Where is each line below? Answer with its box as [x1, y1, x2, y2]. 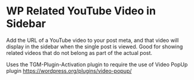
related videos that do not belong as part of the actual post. [6, 49, 153, 56]
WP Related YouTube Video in [6, 4, 156, 18]
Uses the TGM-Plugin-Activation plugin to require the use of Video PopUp [6, 61, 188, 68]
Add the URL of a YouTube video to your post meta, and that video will [6, 36, 179, 44]
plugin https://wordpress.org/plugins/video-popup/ [6, 67, 133, 74]
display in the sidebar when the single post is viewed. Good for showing [6, 43, 183, 50]
